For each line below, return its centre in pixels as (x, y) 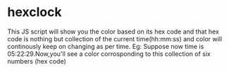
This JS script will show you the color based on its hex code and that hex (113, 31)
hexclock (35, 12)
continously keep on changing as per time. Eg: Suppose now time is (106, 46)
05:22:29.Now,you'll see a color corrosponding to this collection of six (109, 54)
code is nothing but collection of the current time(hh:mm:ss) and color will (115, 38)
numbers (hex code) (37, 61)
